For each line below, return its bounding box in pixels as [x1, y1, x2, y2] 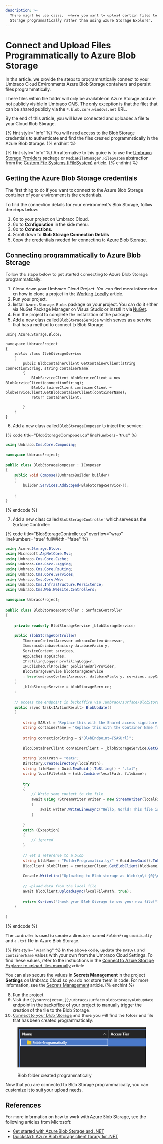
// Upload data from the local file [23, 884, 97, 889]
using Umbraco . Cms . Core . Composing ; [5, 442, 77, 447]
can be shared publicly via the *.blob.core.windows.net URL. [5, 106, 127, 112]
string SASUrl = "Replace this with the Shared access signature [23, 720, 158, 725]
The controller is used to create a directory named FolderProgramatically [5, 933, 152, 938]
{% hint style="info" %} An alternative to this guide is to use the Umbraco [5, 150, 152, 156]
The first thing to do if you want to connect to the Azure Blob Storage [5, 187, 143, 193]
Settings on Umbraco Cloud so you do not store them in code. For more [5, 977, 149, 983]
